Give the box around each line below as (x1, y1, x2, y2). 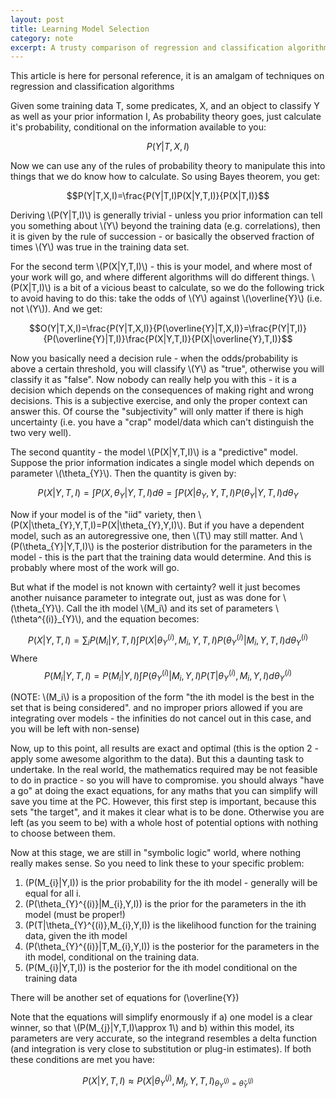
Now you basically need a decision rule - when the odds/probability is (10, 352, 298, 365)
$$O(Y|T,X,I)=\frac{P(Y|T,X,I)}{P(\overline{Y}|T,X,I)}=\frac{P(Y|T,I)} (29, 322, 307, 335)
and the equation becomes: (86, 613, 200, 625)
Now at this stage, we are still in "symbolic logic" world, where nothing (10, 846, 302, 858)
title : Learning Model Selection (10, 24, 150, 34)
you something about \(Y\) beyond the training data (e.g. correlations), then (10, 220, 321, 232)
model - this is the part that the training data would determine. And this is (10, 551, 312, 563)
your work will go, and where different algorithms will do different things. (10, 271, 310, 283)
